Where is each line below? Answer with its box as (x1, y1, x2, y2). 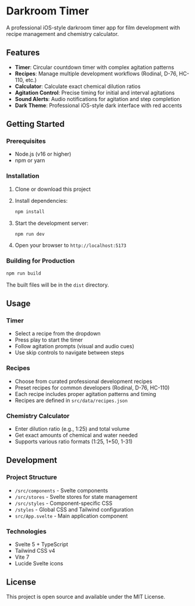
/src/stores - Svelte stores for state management (14, 493, 138, 500)
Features (6, 48, 40, 58)
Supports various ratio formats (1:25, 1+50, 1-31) (14, 438, 133, 445)
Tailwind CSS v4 (14, 547, 55, 554)
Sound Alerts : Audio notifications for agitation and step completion (14, 95, 180, 102)
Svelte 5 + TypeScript (14, 540, 69, 548)
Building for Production (6, 257, 75, 265)
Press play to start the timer (14, 336, 83, 343)
